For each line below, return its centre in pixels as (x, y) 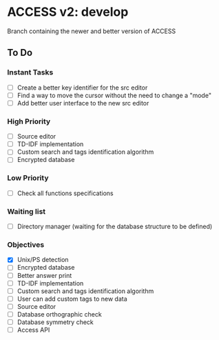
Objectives (26, 244)
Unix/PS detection (43, 260)
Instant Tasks (30, 72)
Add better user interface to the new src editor (83, 103)
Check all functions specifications (65, 193)
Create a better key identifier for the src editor (82, 88)
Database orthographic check (59, 314)
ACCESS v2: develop (68, 12)
